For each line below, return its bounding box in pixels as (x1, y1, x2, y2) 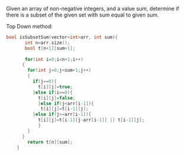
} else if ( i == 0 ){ (32, 89, 73, 95)
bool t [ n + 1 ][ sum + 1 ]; (24, 45, 76, 51)
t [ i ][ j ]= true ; (37, 84, 73, 90)
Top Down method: (6, 23, 53, 30)
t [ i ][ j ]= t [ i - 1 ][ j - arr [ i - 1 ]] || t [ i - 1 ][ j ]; (37, 117, 145, 123)
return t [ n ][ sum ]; (27, 139, 73, 145)
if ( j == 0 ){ (32, 78, 58, 84)
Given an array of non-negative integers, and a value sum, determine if (6, 5, 180, 12)
